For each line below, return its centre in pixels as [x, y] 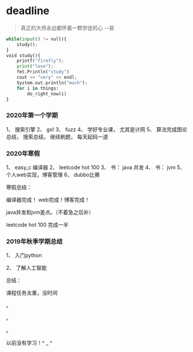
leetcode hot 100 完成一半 [37, 225]
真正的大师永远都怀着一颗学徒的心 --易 [67, 28]
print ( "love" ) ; [35, 67]
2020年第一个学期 [32, 115]
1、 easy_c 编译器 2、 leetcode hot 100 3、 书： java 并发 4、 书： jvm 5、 [96, 167]
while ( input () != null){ [36, 39]
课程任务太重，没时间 [32, 293]
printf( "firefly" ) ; [40, 61]
